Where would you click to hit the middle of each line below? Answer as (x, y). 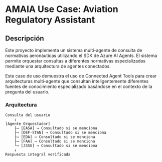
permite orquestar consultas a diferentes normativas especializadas (75, 61)
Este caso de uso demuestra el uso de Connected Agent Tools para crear (81, 76)
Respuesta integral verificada (38, 154)
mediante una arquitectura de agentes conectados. (58, 66)
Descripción (25, 38)
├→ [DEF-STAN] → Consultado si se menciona (60, 133)
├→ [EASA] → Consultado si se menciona (56, 128)
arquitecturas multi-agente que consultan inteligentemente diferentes (77, 81)
